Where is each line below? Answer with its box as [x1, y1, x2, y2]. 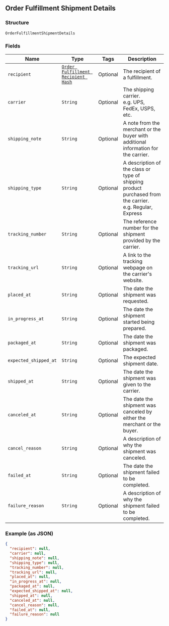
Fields [5, 42, 21, 50]
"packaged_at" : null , [10, 584, 55, 589]
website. [123, 276, 143, 283]
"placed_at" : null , [10, 574, 51, 580]
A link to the [123, 251, 151, 258]
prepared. [123, 324, 146, 331]
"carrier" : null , [10, 551, 46, 556]
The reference [123, 218, 157, 225]
